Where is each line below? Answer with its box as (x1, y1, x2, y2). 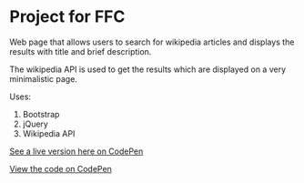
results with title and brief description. (9, 46, 152, 56)
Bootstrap (22, 108, 60, 119)
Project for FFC (9, 6, 126, 27)
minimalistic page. (9, 73, 77, 84)
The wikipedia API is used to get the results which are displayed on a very (9, 64, 287, 75)
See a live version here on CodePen (9, 146, 144, 157)
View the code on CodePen (9, 163, 112, 174)
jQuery (22, 118, 48, 129)
